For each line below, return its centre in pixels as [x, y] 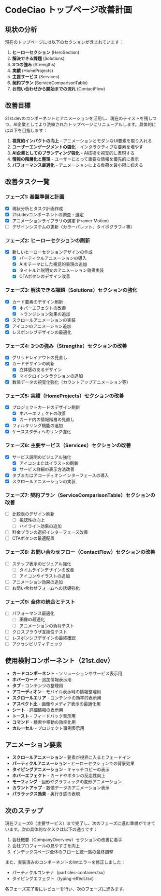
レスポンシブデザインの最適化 [42, 332]
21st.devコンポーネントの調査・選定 [48, 214]
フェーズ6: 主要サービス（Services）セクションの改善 [68, 445]
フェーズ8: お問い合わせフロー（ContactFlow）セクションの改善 [80, 552]
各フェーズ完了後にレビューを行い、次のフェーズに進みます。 [66, 889]
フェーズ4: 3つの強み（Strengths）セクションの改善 [66, 346]
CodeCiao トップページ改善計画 [69, 10]
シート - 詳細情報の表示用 [38, 710]
